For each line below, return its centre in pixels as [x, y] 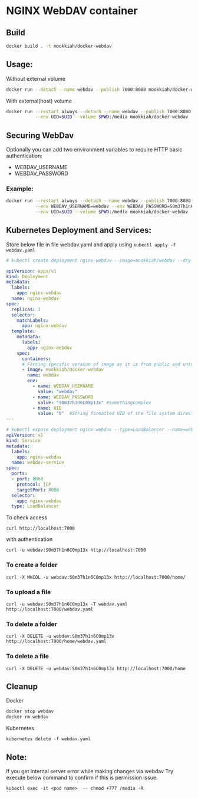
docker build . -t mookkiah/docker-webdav [59, 46]
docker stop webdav [30, 711]
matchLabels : [33, 320]
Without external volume [36, 78]
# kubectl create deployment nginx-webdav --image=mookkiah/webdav [91, 260]
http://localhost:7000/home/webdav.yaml [57, 642]
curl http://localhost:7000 [41, 529]
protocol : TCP [34, 484]
